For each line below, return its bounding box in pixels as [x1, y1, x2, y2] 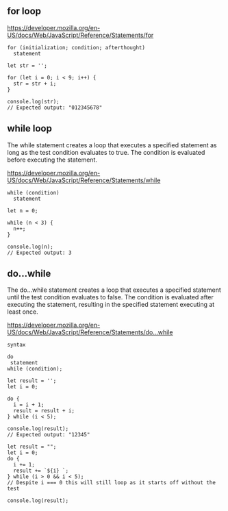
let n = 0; [7, 207, 38, 214]
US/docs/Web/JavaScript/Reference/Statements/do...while [7, 328, 173, 336]
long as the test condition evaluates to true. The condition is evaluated [7, 148, 205, 156]
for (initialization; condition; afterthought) [7, 44, 146, 51]
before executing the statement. [7, 155, 98, 164]
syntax [7, 342, 26, 349]
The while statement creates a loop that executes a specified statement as [7, 140, 217, 149]
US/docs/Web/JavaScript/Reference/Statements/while [7, 176, 161, 184]
